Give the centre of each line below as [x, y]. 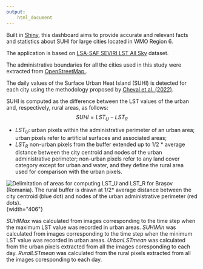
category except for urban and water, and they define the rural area [99, 165]
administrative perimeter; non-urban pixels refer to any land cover [97, 159]
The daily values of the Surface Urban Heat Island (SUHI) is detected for [96, 83]
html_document [35, 18]
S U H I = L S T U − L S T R [102, 118]
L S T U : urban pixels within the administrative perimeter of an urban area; [105, 131]
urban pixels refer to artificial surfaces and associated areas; [91, 138]
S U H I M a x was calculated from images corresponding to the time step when [101, 221]
